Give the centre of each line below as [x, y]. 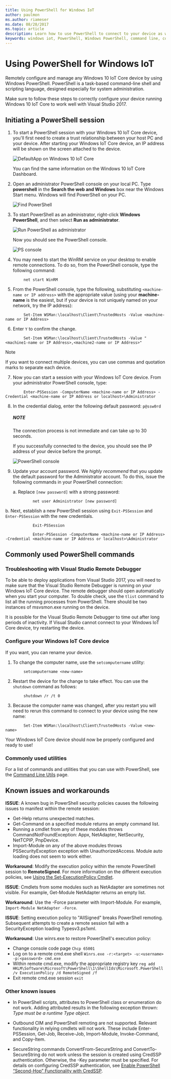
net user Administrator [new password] [75, 501]
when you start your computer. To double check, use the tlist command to [85, 596]
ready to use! [19, 745]
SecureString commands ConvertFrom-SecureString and [72, 1049]
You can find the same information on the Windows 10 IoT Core [79, 169]
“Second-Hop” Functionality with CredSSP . [58, 1071]
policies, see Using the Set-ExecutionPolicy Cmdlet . [60, 877]
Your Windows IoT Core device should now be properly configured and [80, 739]
